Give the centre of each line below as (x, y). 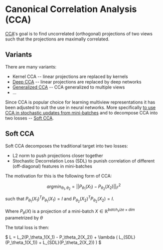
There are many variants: (31, 66)
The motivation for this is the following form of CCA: (59, 175)
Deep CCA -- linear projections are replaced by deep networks (77, 81)
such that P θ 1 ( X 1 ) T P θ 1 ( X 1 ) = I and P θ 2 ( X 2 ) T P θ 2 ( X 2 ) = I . (60, 199)
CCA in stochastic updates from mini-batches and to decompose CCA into (81, 112)
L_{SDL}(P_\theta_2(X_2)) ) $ (72, 242)
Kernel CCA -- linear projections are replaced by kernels (70, 76)
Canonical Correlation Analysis (71, 9)
